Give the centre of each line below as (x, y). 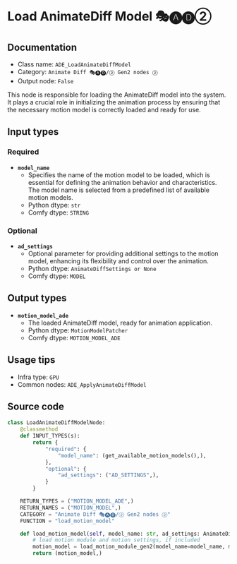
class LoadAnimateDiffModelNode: (56, 423)
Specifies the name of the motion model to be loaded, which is (119, 175)
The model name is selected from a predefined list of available (119, 190)
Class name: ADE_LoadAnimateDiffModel (74, 64)
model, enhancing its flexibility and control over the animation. (119, 260)
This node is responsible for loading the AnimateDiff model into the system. (117, 95)
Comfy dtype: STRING (59, 212)
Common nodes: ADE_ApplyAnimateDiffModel (82, 384)
